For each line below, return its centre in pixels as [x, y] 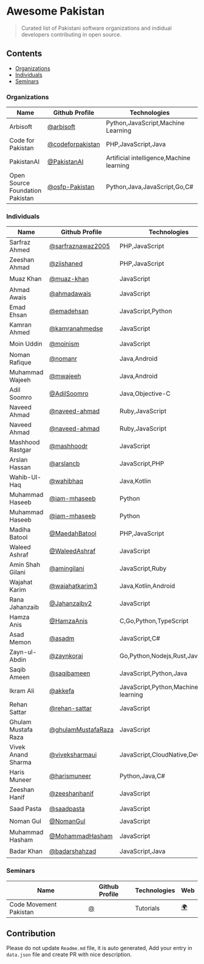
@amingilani [67, 569]
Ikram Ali [22, 691]
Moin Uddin [26, 344]
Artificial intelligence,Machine [148, 158]
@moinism [64, 344]
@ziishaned [66, 264]
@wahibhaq [66, 481]
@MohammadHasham [81, 836]
